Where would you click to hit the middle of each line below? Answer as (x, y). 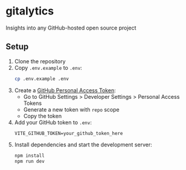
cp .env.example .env (41, 79)
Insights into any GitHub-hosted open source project (71, 28)
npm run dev (29, 161)
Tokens (33, 103)
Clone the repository (40, 61)
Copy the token (42, 116)
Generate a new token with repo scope (72, 109)
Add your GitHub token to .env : (53, 122)
